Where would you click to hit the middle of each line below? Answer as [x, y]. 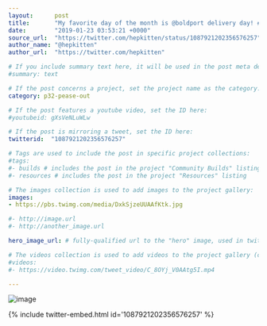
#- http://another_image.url [56, 227]
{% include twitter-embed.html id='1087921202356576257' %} [111, 315]
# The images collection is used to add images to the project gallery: [131, 190]
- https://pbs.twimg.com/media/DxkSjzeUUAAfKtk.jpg [95, 205]
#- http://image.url [43, 219]
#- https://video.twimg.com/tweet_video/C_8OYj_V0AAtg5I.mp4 [112, 270]
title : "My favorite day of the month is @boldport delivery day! [131, 23]
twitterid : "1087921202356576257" [67, 140]
